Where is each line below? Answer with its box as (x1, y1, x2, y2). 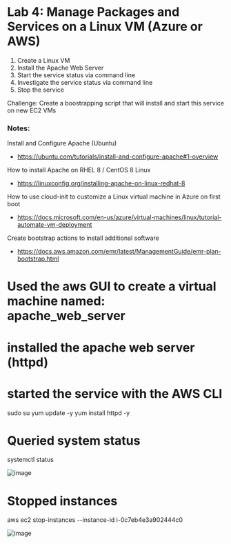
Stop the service (17, 85, 64, 94)
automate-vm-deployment (17, 221, 92, 229)
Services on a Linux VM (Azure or (7, 19, 203, 34)
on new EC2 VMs (7, 106, 57, 114)
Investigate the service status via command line (17, 78, 153, 86)
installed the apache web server (7, 339, 195, 355)
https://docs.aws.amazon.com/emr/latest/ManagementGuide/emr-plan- (17, 248, 222, 256)
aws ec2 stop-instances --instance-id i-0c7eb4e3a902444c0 (7, 516, 183, 524)
